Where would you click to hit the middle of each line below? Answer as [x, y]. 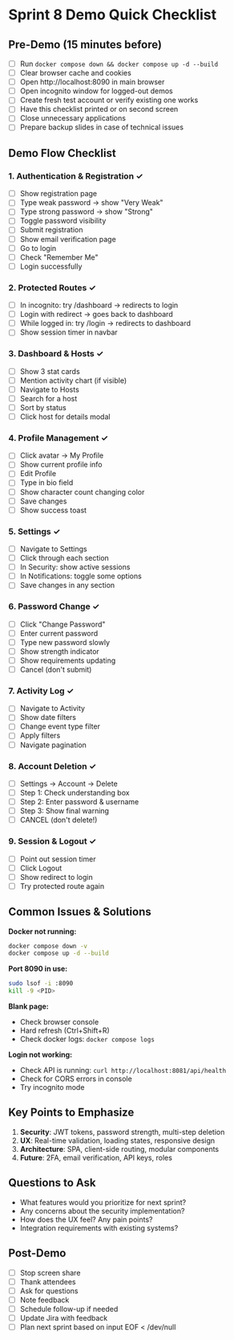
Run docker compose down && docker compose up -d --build [119, 64]
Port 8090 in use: [38, 969]
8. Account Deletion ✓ [52, 766]
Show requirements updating [68, 660]
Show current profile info [61, 465]
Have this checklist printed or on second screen [99, 109]
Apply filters [40, 736]
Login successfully [51, 266]
